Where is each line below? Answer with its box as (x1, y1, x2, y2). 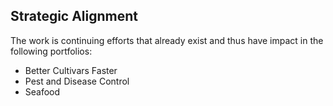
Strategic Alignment (10, 8, 139, 25)
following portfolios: (10, 45, 93, 57)
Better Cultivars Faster (24, 64, 118, 76)
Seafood (24, 85, 61, 98)
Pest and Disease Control (24, 75, 130, 87)
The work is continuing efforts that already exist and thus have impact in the (10, 34, 324, 46)
